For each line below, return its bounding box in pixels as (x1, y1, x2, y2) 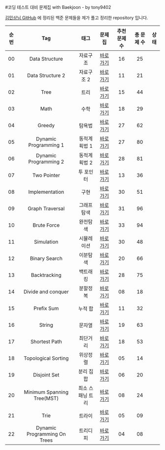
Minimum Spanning (24, 389, 69, 395)
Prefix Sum (33, 305, 59, 312)
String (39, 322, 54, 328)
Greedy (37, 122, 55, 129)
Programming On (26, 431, 66, 437)
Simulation (34, 239, 58, 245)
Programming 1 (28, 142, 64, 148)
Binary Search (29, 255, 63, 262)
